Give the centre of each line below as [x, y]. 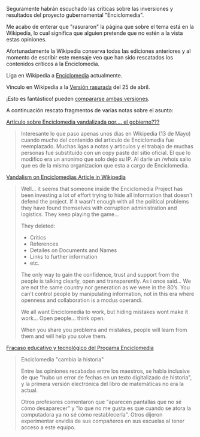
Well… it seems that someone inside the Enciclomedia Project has [102, 189]
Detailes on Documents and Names [73, 250]
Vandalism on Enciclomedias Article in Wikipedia [66, 177]
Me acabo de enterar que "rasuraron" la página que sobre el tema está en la [100, 27]
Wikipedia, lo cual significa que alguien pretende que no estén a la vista [95, 33]
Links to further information [63, 257]
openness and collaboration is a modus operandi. [82, 300]
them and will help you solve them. [64, 336]
